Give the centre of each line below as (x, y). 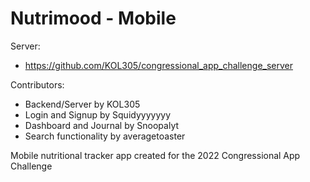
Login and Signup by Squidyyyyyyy (97, 114)
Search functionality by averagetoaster (105, 136)
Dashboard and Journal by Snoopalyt (102, 125)
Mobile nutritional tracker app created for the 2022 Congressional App (155, 155)
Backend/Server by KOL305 (82, 104)
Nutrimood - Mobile (93, 18)
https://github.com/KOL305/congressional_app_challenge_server (158, 65)
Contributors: (37, 84)
